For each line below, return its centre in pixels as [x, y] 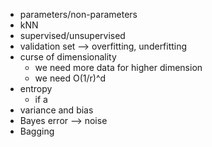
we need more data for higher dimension [118, 67]
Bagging [37, 131]
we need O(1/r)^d [70, 78]
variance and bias [56, 110]
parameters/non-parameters [78, 14]
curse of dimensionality [68, 57]
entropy [36, 88]
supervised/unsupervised [72, 35]
